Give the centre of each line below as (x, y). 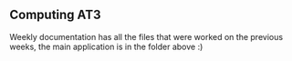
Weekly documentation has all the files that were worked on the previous (146, 36)
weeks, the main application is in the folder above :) (106, 46)
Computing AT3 (55, 15)
